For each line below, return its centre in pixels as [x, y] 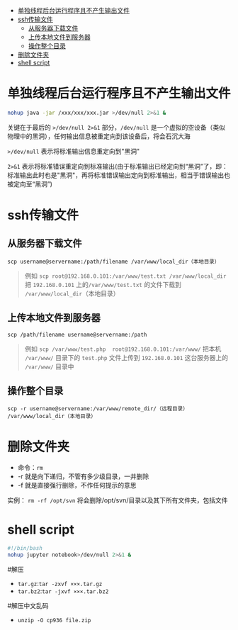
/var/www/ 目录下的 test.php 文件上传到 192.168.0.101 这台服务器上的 [126, 357]
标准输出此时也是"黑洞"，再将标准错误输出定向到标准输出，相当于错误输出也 [119, 175]
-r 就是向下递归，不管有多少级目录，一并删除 [83, 476]
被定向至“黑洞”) [30, 184]
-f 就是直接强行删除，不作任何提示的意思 [77, 485]
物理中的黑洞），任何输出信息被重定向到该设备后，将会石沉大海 [99, 136]
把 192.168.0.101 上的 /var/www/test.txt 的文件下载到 [103, 284]
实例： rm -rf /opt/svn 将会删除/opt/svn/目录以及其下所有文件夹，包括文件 [118, 500]
